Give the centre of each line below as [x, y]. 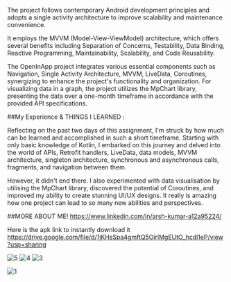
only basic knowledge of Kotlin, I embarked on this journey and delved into [114, 145]
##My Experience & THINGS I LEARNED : [66, 117]
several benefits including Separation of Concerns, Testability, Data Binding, [116, 45]
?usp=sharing [27, 244]
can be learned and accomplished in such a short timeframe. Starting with [113, 138]
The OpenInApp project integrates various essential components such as [112, 66]
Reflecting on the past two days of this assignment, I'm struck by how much [115, 130]
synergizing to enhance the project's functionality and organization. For [109, 81]
